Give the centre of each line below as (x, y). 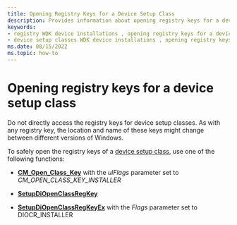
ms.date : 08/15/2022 (38, 47)
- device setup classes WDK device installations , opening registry (112, 40)
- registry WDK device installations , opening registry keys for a (110, 34)
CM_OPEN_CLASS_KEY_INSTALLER (69, 180)
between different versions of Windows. (66, 138)
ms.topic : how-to (33, 54)
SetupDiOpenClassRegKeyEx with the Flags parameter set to (107, 207)
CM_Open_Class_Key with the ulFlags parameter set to (98, 172)
